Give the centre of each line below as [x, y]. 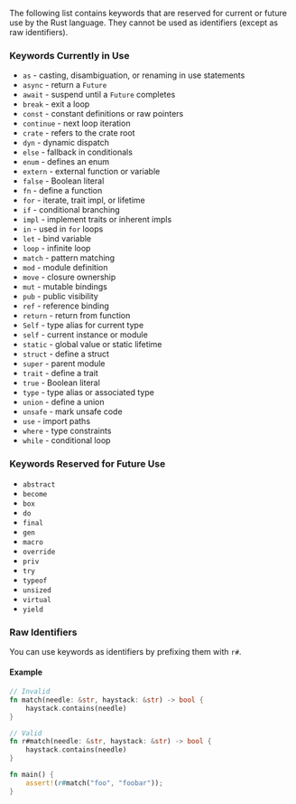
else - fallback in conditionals [78, 152]
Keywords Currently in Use [69, 55]
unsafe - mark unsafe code [73, 411]
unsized [37, 590]
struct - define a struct [66, 354]
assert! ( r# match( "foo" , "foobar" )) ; [95, 783]
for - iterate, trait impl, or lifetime [84, 200]
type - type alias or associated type [88, 393]
